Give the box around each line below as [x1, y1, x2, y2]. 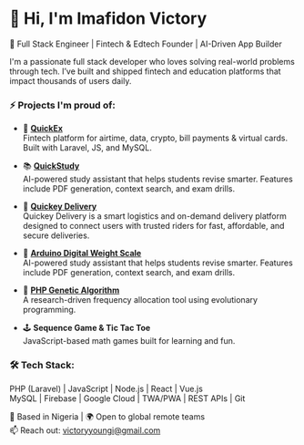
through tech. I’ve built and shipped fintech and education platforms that [9, 66, 281, 77]
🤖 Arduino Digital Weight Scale [22, 248, 142, 259]
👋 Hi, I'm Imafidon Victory [9, 8, 208, 29]
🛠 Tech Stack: [9, 359, 75, 372]
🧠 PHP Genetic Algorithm [22, 285, 120, 295]
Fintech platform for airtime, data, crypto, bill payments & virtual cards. [22, 132, 289, 144]
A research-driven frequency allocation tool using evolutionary [22, 295, 258, 305]
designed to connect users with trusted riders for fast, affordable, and [22, 221, 285, 232]
